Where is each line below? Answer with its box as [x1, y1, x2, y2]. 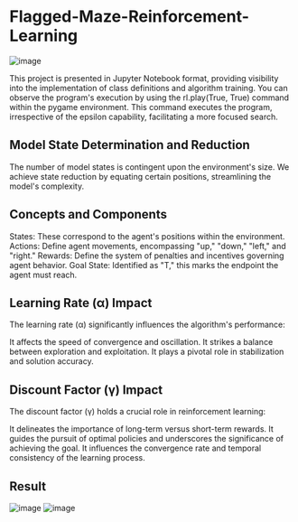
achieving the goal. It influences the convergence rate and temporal [9, 443, 262, 453]
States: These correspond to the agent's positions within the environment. [9, 230, 285, 241]
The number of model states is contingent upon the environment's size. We [9, 161, 290, 172]
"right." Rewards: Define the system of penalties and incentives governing [9, 250, 284, 261]
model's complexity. [9, 181, 84, 191]
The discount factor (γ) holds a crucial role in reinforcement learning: [9, 406, 266, 417]
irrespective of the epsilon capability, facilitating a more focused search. [9, 111, 278, 122]
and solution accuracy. [9, 356, 94, 367]
